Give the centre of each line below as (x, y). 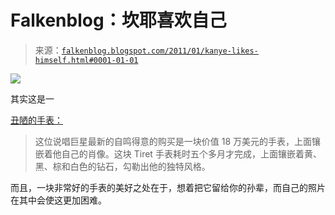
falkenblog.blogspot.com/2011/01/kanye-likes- (160, 51)
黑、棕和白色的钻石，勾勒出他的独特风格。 (122, 166)
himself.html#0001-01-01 (86, 60)
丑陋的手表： (36, 120)
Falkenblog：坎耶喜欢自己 (118, 20)
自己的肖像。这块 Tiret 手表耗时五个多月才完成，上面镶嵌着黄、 (191, 153)
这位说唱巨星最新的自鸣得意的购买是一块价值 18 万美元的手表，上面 (173, 141)
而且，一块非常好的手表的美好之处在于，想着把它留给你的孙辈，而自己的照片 (168, 187)
